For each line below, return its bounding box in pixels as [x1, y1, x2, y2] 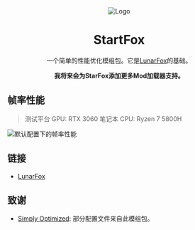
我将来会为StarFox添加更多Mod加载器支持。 [54, 71, 184, 80]
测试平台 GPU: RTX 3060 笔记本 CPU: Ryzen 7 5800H [24, 114, 182, 123]
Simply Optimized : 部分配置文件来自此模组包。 [17, 214, 154, 223]
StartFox [93, 32, 145, 48]
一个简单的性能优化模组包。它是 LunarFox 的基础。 [46, 56, 192, 65]
